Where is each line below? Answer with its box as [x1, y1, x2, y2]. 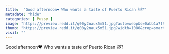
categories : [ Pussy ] [5, 16, 53, 21]
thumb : [5, 26, 19, 31]
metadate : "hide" [5, 12, 42, 17]
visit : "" [5, 30, 26, 35]
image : [5, 21, 19, 26]
